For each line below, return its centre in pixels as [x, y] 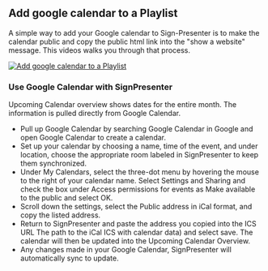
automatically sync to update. [69, 258]
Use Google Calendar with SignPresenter [90, 87]
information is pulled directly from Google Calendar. [94, 114]
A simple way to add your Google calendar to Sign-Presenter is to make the [134, 32]
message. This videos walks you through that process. [100, 50]
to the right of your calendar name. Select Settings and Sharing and [132, 181]
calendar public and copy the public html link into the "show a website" [127, 41]
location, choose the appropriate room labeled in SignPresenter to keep [139, 155]
